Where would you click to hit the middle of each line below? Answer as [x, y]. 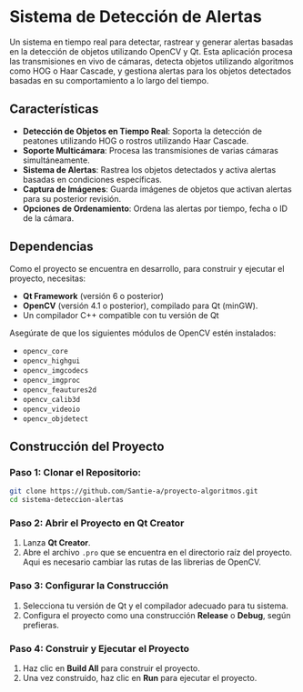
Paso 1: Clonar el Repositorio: [75, 472]
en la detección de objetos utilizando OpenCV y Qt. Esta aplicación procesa [151, 51]
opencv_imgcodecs [56, 370]
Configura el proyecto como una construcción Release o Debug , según [157, 615]
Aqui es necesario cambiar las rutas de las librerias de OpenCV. [142, 562]
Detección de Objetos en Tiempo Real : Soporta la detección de [142, 131]
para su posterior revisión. [72, 198]
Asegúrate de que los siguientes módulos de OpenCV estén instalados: [143, 333]
